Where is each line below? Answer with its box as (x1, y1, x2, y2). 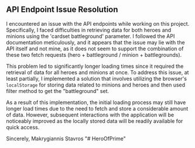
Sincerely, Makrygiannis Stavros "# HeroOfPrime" (6, 135, 126, 142)
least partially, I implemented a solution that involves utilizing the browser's (6, 75, 187, 82)
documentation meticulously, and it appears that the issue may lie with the (6, 39, 186, 46)
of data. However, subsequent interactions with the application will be (6, 111, 175, 118)
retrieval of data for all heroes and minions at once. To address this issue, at (6, 68, 189, 75)
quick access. (6, 123, 40, 130)
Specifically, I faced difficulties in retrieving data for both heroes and (6, 26, 172, 33)
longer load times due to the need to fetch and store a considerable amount (6, 105, 189, 112)
